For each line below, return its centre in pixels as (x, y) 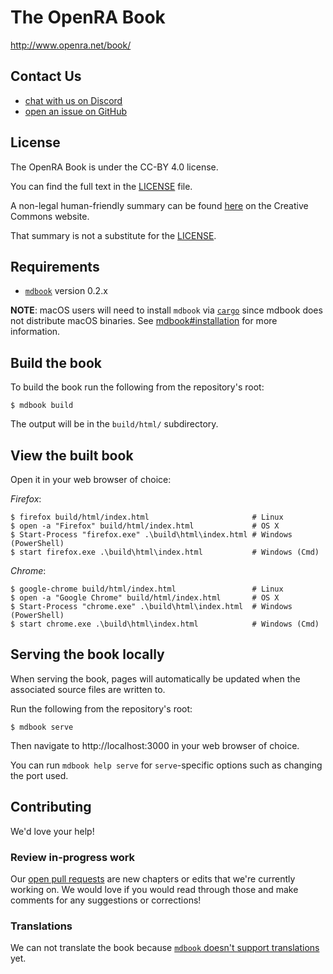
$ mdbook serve (42, 727)
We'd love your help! (52, 831)
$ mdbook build (42, 406)
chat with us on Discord (73, 100)
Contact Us (46, 76)
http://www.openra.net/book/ (71, 45)
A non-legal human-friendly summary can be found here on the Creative (159, 205)
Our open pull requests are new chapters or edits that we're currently (153, 878)
